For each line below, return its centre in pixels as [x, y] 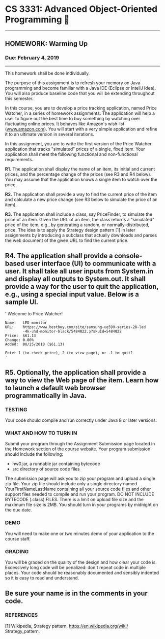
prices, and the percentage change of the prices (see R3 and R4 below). [78, 174]
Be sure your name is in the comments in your [76, 593]
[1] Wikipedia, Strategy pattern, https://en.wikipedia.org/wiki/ [67, 626]
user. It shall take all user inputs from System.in [79, 271]
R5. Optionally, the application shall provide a [76, 372]
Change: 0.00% [20, 340]
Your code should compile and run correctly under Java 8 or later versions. [81, 420]
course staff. [18, 538]
